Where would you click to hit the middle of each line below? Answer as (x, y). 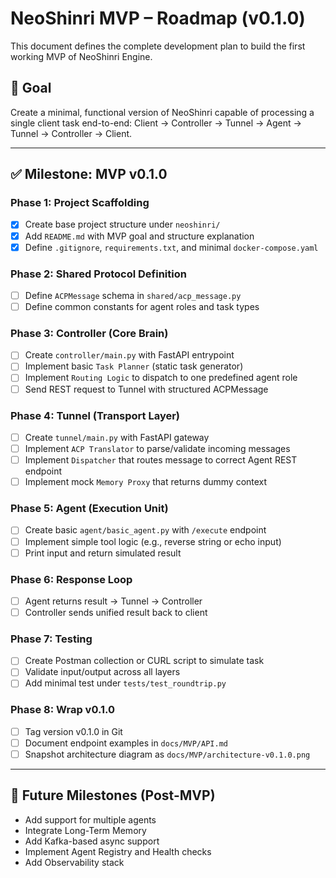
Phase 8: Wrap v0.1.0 (63, 710)
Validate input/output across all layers (102, 672)
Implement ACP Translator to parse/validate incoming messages (157, 448)
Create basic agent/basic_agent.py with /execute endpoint (145, 530)
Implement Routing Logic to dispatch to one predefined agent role (161, 378)
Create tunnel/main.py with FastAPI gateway (117, 437)
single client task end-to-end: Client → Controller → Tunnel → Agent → (156, 123)
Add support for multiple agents (90, 819)
